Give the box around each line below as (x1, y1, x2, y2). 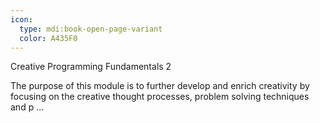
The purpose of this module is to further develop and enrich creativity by (10, 80, 310, 92)
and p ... (10, 101, 45, 113)
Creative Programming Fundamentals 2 (10, 61, 172, 73)
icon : (10, 14, 33, 25)
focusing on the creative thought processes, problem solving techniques (10, 91, 310, 103)
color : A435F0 (19, 33, 78, 43)
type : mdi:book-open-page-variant (19, 24, 163, 34)
